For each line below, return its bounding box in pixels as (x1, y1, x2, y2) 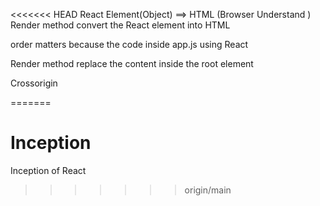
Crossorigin (10, 77, 58, 89)
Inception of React (10, 164, 87, 176)
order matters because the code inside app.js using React (10, 39, 249, 50)
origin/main (184, 184, 232, 196)
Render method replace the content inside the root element (10, 58, 254, 69)
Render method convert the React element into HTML (10, 19, 231, 31)
